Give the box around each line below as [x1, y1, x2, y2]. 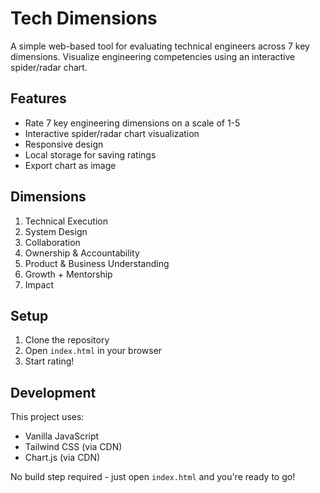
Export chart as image [24, 159, 117, 171]
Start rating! [24, 355, 75, 367]
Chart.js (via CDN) [24, 452, 101, 464]
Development [10, 384, 97, 401]
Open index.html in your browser [24, 345, 163, 357]
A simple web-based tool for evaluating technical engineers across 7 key [10, 40, 310, 52]
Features [10, 90, 67, 107]
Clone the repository [24, 334, 110, 346]
